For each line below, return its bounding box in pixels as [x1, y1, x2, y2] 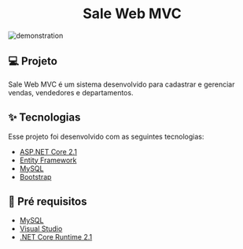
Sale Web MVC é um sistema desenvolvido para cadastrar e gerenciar [8, 80, 235, 89]
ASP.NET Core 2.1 [19, 147, 77, 156]
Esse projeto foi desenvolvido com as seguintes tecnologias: [8, 132, 204, 141]
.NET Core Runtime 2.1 [19, 232, 93, 242]
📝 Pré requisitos [8, 195, 88, 208]
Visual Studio [19, 224, 63, 233]
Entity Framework [19, 155, 77, 165]
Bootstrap [19, 172, 52, 181]
